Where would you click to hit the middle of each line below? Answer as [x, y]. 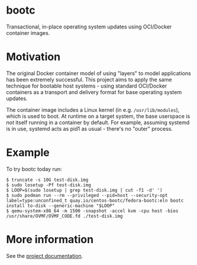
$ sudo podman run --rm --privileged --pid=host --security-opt [87, 195]
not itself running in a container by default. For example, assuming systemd [98, 122]
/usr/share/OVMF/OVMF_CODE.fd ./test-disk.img [64, 216]
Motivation [33, 57]
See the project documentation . [45, 256]
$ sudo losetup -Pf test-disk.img [49, 185]
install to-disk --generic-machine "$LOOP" [61, 206]
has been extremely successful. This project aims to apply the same [89, 79]
